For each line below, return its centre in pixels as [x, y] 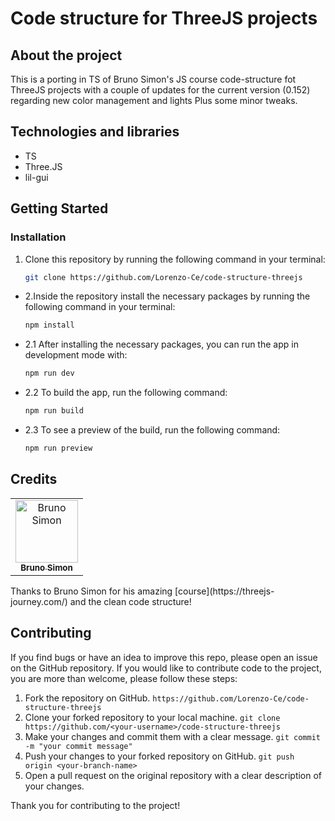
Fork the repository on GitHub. [87, 698]
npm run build [54, 411]
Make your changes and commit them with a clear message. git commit [173, 736]
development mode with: [76, 355]
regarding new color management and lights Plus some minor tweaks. [154, 100]
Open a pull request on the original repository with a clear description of [173, 775]
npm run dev [49, 373]
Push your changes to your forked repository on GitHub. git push [159, 756]
